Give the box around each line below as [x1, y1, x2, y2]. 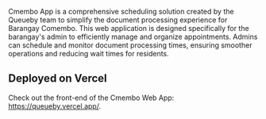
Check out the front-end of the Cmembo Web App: [8, 93, 175, 102]
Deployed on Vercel [8, 71, 107, 86]
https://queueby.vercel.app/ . [8, 101, 102, 110]
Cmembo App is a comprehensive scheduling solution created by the [8, 7, 234, 16]
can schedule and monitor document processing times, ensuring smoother [8, 40, 253, 50]
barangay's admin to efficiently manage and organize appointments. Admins [8, 32, 258, 41]
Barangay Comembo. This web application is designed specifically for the [8, 24, 249, 33]
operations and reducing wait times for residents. [8, 49, 169, 58]
